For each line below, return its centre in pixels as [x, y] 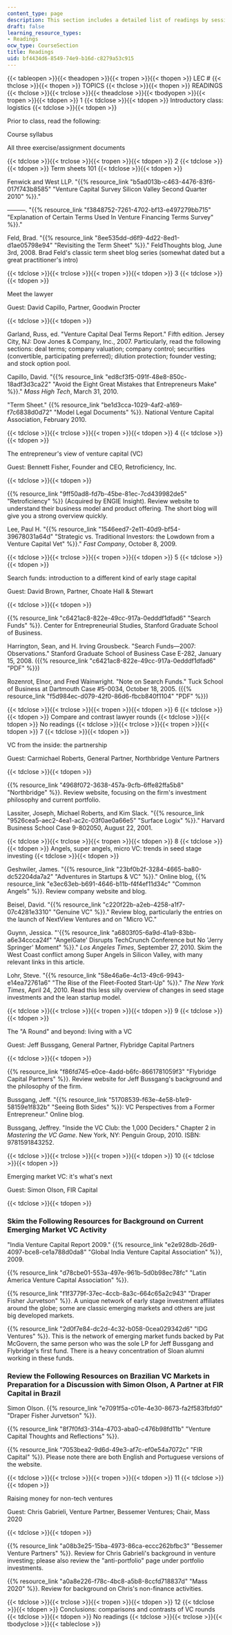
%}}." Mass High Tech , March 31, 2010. [63, 391]
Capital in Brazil [34, 1393]
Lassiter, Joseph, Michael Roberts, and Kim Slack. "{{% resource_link [106, 813]
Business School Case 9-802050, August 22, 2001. [80, 828]
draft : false [26, 26]
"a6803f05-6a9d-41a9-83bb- [154, 932]
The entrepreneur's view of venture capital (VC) [75, 454]
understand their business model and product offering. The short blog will [112, 508]
